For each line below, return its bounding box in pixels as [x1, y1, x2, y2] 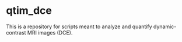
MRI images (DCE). [27, 29, 73, 36]
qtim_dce [6, 4, 52, 17]
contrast [6, 29, 26, 36]
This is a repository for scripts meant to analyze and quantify [6, 23, 153, 30]
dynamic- [153, 23, 177, 30]
